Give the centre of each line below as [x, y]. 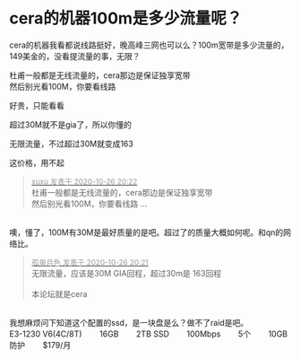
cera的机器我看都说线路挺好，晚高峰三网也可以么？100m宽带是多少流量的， [149, 45]
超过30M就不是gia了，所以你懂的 [70, 124]
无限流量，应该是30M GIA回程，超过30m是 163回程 [126, 273]
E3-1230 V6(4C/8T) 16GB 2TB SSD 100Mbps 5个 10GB [149, 334]
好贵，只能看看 [37, 105]
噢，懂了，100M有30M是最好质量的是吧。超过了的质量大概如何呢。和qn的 [146, 232]
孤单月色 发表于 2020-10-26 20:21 [90, 262]
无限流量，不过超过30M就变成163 [72, 144]
